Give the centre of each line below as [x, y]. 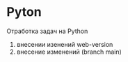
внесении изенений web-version [65, 44]
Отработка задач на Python [47, 31]
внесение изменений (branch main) [69, 52]
